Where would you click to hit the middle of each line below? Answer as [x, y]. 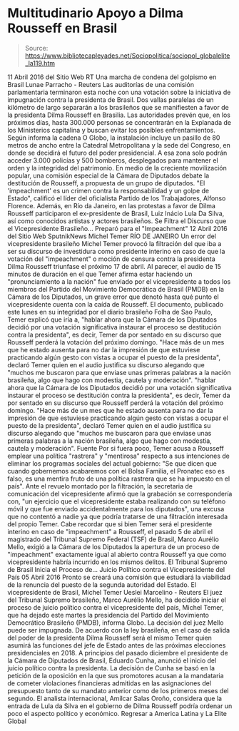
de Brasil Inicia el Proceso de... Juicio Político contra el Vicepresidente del [116, 569]
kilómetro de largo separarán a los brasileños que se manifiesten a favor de [118, 107]
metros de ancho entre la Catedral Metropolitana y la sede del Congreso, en [119, 145]
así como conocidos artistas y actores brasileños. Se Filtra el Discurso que [117, 221]
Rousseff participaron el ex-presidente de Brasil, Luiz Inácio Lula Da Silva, [116, 213]
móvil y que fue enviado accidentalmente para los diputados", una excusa [116, 508]
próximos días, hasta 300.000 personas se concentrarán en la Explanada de [119, 122]
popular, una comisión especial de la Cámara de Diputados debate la [108, 175]
